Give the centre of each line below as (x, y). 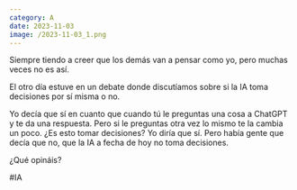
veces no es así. (40, 69)
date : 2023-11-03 (42, 26)
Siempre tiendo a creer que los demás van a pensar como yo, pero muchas (148, 60)
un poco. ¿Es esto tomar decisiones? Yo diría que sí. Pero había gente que (147, 133)
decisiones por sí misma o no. (65, 96)
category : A (31, 18)
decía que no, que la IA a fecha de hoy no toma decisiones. (119, 143)
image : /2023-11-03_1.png (58, 34)
